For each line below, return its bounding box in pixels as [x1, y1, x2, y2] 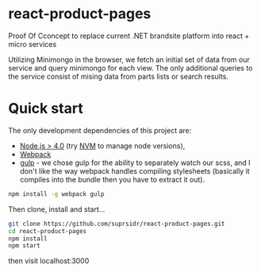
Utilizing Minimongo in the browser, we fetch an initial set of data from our [8, 55, 250, 64]
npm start [8, 242, 41, 250]
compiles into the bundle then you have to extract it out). [19, 174, 205, 184]
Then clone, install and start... [8, 204, 106, 214]
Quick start [8, 100, 83, 117]
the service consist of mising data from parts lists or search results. [8, 71, 228, 81]
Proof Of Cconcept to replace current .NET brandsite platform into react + [8, 31, 250, 40]
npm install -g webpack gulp [8, 190, 105, 198]
